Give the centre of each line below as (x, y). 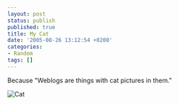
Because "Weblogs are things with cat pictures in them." (90, 80)
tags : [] (20, 60)
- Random (20, 54)
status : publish (31, 21)
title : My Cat (28, 34)
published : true (31, 27)
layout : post (27, 14)
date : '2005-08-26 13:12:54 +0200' (60, 40)
